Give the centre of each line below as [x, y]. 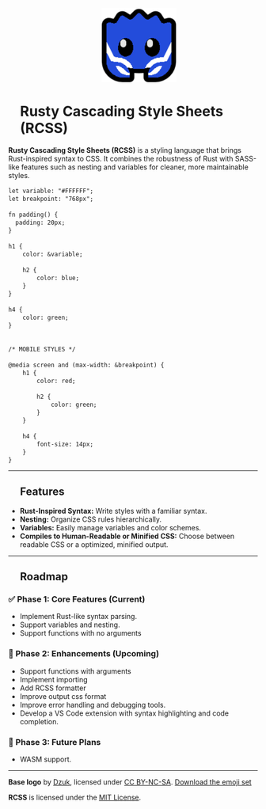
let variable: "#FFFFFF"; [51, 191]
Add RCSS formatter [53, 688]
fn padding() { [33, 215]
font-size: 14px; [65, 444]
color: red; [57, 381]
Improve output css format [63, 696]
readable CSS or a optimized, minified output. [94, 544]
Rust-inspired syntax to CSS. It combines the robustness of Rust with [121, 158]
